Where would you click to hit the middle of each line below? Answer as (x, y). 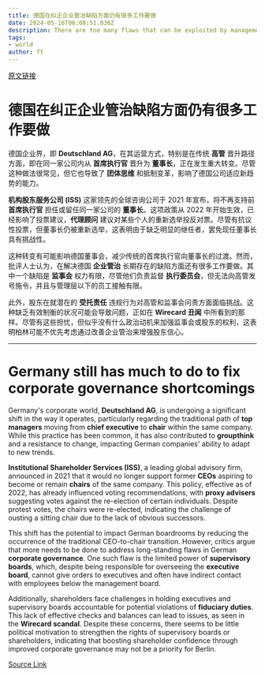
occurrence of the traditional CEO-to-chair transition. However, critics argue (132, 541)
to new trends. (32, 452)
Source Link (28, 664)
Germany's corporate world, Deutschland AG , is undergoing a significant (127, 410)
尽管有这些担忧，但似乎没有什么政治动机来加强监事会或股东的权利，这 (136, 322)
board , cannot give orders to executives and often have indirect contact (125, 575)
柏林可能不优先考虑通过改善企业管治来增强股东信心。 (101, 331)
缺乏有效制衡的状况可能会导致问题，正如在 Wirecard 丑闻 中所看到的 (126, 312)
